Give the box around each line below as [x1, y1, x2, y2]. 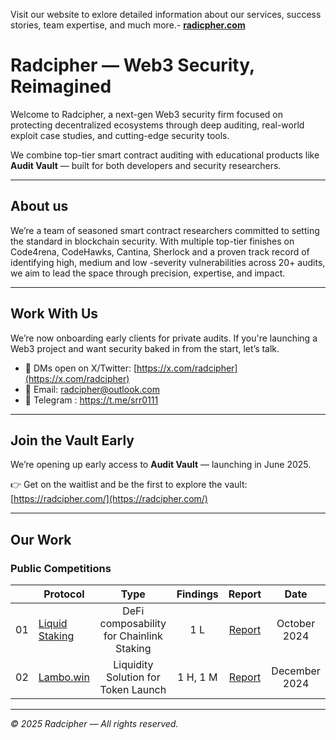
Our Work [10, 531, 72, 548]
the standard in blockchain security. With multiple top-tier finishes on [10, 235, 295, 247]
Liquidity [113, 658, 154, 672]
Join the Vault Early [10, 432, 135, 449]
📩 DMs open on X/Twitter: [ [24, 362, 138, 374]
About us [10, 198, 69, 215]
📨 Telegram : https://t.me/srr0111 [24, 394, 159, 406]
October [276, 617, 316, 631]
